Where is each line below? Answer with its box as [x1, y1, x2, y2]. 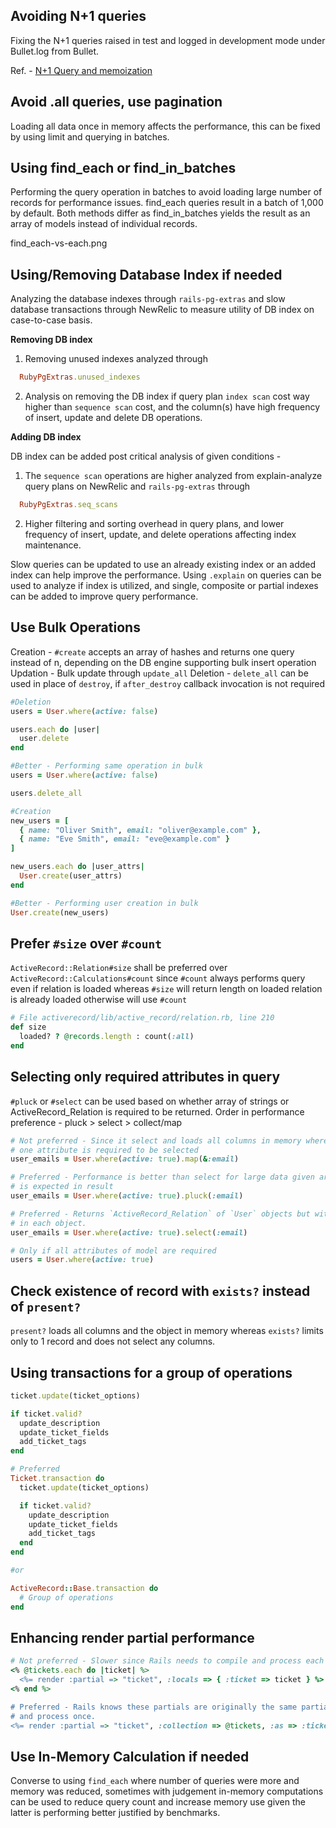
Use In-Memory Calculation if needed [10, 1748, 250, 1765]
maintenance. [24, 539, 82, 551]
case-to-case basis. [10, 314, 93, 326]
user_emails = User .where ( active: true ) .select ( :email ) [10, 1227, 248, 1238]
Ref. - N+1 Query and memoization [10, 64, 153, 76]
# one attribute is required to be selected [10, 1145, 199, 1155]
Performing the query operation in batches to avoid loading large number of [10, 186, 323, 198]
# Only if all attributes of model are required [10, 1245, 217, 1256]
